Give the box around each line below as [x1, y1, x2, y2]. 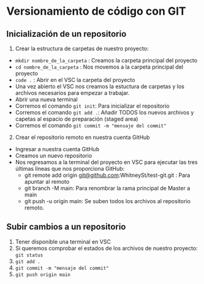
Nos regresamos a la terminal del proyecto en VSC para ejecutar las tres [15, 159, 198, 166]
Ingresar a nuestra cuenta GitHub [15, 146, 100, 152]
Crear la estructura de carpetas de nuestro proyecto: [15, 45, 149, 52]
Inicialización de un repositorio [6, 29, 127, 39]
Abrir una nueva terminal [15, 96, 78, 103]
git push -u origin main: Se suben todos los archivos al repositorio [24, 198, 191, 204]
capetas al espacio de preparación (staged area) [15, 115, 138, 122]
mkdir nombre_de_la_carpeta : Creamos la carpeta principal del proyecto [15, 57, 198, 64]
